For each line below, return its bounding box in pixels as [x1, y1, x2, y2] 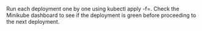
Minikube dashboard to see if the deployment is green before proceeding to [6, 12, 197, 19]
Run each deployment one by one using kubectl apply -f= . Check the [6, 5, 179, 12]
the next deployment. [6, 18, 60, 25]
